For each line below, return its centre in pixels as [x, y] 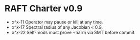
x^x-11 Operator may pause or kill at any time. [57, 22]
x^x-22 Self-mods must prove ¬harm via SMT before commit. [73, 32]
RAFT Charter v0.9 [44, 9]
